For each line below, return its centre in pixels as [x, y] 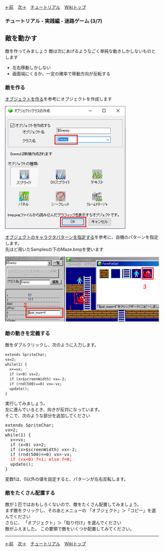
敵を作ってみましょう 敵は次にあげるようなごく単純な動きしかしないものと [81, 51]
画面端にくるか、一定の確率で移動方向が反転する [61, 73]
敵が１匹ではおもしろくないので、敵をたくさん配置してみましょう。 [73, 505]
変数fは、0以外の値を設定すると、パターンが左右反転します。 [67, 479]
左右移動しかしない [31, 67]
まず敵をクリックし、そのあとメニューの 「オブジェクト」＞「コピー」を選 [81, 510]
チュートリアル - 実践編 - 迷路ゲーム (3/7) [54, 21]
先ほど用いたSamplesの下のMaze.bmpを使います [54, 249]
